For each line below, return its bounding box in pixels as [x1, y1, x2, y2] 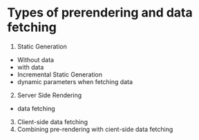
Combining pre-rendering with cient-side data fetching [17, 125, 173, 133]
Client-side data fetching [17, 117, 88, 126]
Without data [17, 55, 54, 63]
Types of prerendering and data [7, 5, 193, 21]
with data [17, 63, 44, 71]
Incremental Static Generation [17, 70, 102, 79]
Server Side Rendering [17, 91, 82, 99]
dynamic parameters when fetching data [17, 77, 133, 86]
